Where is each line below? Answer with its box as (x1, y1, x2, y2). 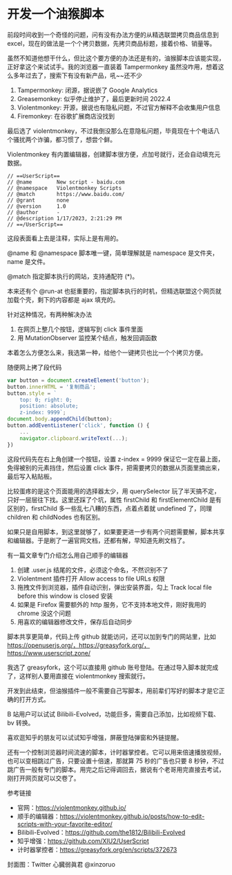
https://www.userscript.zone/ (7, 648, 91, 657)
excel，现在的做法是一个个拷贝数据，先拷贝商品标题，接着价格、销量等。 (7, 39, 216, 47)
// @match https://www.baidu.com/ (7, 191, 126, 197)
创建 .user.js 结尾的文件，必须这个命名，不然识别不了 (17, 565, 168, 574)
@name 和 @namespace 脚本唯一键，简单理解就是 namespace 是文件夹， (7, 249, 219, 257)
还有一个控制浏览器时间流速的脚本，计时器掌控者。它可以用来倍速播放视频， (7, 748, 225, 756)
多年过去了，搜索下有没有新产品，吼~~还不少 (12, 71, 143, 80)
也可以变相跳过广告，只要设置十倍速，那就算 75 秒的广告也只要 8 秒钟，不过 (7, 757, 224, 765)
